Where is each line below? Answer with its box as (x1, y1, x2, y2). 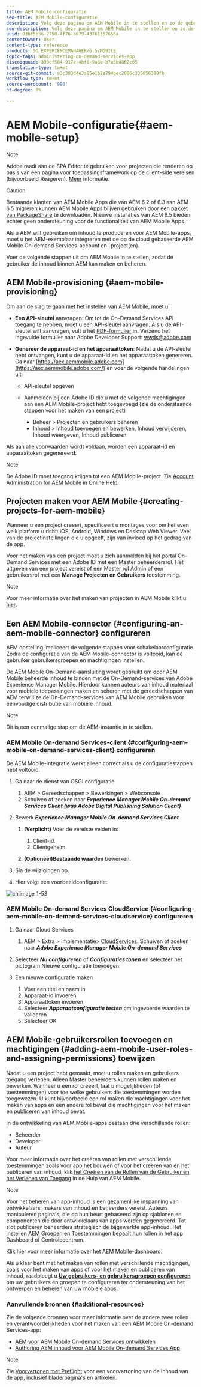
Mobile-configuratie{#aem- (32, 118, 173, 132)
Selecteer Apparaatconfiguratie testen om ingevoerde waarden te (23, 1004, 190, 1012)
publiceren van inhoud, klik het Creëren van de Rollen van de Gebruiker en (6, 1168, 190, 1175)
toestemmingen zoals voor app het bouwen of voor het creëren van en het (6, 1162, 190, 1169)
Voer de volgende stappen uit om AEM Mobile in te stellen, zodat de (6, 253, 173, 261)
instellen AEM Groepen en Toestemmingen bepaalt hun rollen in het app (6, 1230, 184, 1237)
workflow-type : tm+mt (6, 76, 60, 82)
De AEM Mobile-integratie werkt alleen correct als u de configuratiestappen (6, 759, 193, 766)
